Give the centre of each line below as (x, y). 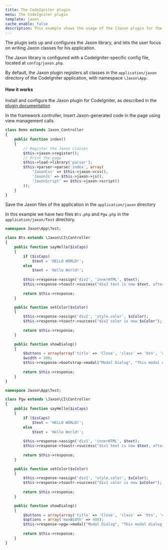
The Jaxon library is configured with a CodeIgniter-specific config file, (77, 57)
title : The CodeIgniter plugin (38, 10)
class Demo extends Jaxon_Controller (44, 130)
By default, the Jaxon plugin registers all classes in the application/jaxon (81, 72)
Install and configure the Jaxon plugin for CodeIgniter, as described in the (81, 100)
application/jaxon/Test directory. (40, 219)
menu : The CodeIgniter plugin (37, 14)
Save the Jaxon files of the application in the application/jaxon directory (80, 204)
